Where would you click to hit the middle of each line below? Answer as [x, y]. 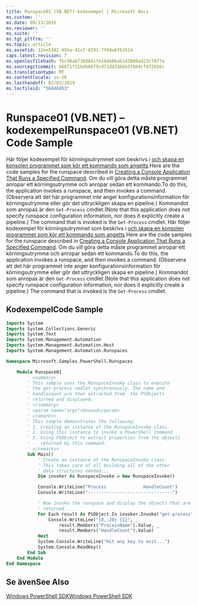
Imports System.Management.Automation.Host [60, 345]
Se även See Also [38, 582]
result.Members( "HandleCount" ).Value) [106, 531]
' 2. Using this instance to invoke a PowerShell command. [101, 432]
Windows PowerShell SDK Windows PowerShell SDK [69, 596]
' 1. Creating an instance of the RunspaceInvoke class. [98, 427]
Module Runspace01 [39, 372]
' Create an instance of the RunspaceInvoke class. [102, 460]
